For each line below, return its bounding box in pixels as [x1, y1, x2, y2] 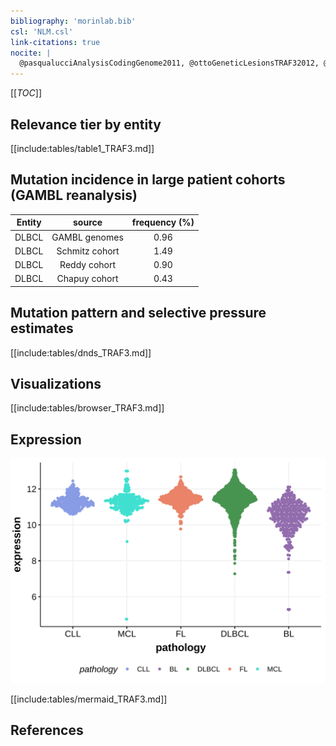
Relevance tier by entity [10, 116, 162, 133]
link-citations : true [10, 37, 101, 47]
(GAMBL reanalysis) [10, 187, 138, 204]
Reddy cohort [59, 259, 117, 270]
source [73, 216, 103, 229]
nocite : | [10, 48, 52, 58]
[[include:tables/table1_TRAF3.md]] [10, 142, 155, 154]
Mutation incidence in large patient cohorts [10, 171, 286, 189]
